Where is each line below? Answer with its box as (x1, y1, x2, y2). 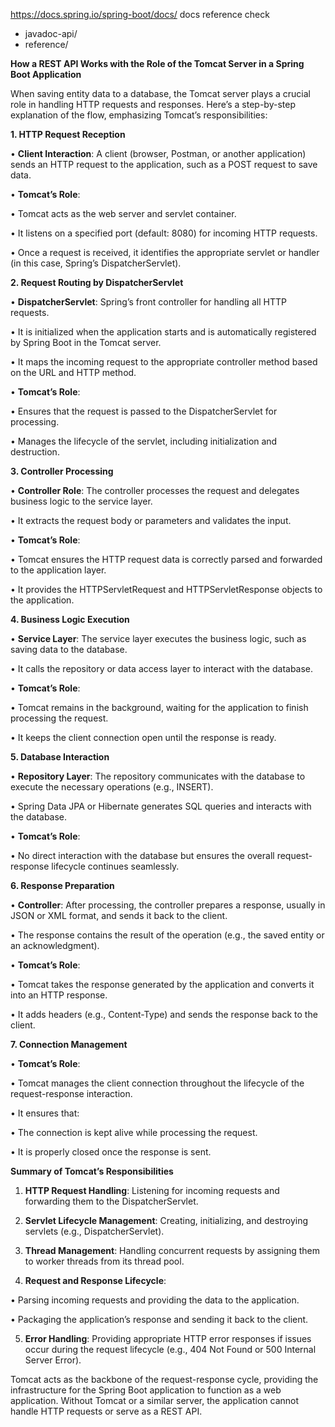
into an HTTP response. (10, 989, 108, 1001)
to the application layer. (10, 564, 107, 576)
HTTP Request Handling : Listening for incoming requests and (24, 1185, 280, 1196)
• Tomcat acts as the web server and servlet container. (10, 208, 237, 219)
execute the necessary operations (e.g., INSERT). (10, 781, 214, 793)
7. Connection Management (10, 1039, 128, 1050)
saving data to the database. (10, 644, 128, 655)
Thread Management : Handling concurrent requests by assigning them (24, 1245, 321, 1256)
